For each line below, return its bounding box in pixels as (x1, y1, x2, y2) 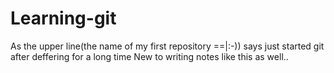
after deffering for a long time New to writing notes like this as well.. (10, 50, 289, 62)
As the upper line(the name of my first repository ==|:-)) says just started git (10, 40, 325, 52)
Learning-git (10, 7, 117, 30)
